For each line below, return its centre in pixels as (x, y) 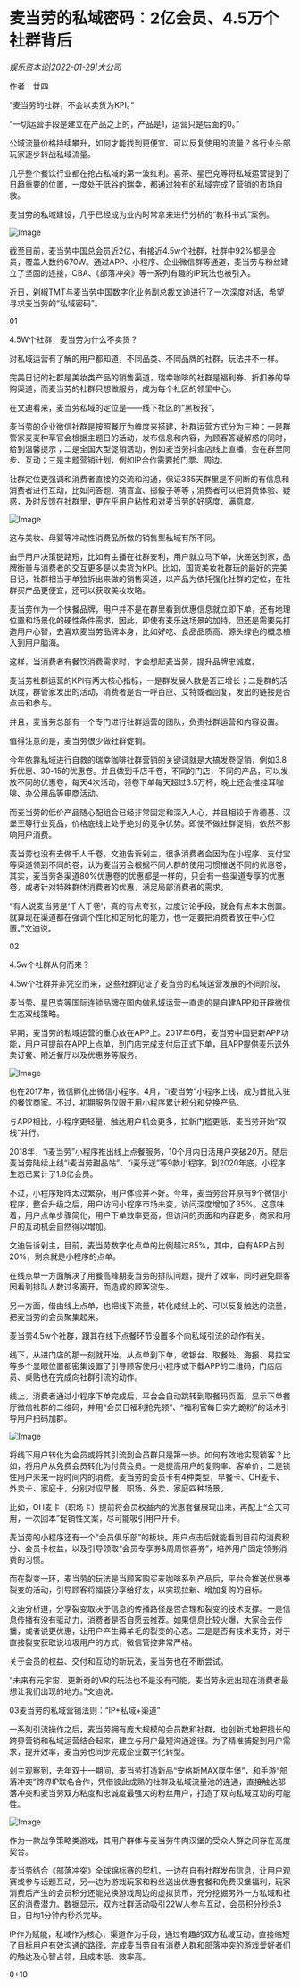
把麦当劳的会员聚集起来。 (56, 1316)
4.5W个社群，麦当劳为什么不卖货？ (74, 339)
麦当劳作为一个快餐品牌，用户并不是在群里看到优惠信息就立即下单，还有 (142, 609)
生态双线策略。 (37, 1014)
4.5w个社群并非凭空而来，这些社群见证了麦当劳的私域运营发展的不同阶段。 (147, 983)
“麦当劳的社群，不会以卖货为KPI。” (72, 104)
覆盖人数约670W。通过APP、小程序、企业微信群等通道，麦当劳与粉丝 (153, 262)
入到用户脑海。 (37, 642)
